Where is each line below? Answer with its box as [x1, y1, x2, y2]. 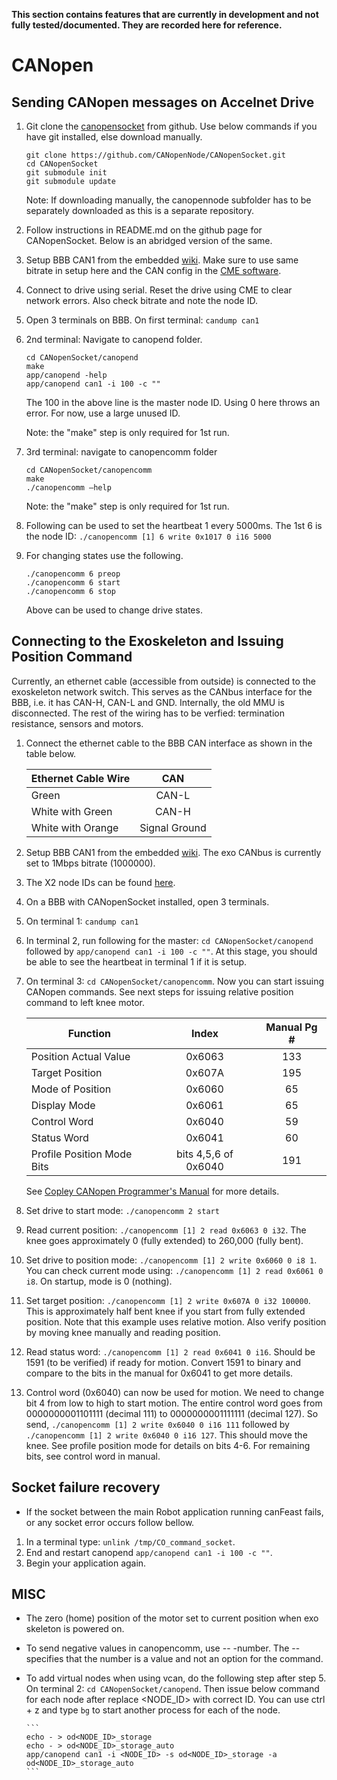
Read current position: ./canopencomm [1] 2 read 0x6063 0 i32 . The [25, 1224, 307, 1236]
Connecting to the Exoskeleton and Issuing [11, 633, 284, 650]
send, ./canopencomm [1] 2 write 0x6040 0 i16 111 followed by [25, 1418, 290, 1430]
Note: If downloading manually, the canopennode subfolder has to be [25, 194, 312, 206]
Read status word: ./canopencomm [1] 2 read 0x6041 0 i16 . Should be [25, 1345, 316, 1358]
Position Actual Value [30, 1049, 131, 1063]
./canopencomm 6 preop [25, 569, 121, 579]
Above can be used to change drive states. [25, 604, 203, 616]
